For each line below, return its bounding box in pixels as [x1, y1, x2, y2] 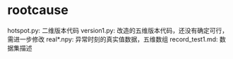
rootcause [7, 2, 68, 18]
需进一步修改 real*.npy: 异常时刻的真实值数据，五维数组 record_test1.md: [7, 34, 218, 44]
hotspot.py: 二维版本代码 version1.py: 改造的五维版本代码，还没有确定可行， [7, 26, 228, 34]
